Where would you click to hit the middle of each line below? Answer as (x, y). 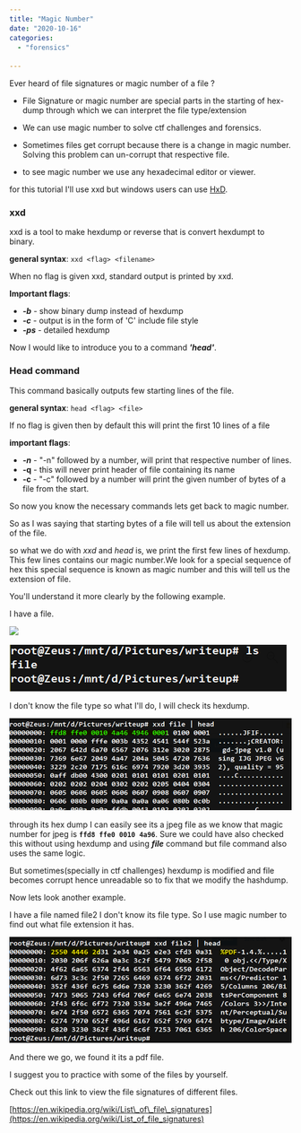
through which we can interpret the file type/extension (146, 110)
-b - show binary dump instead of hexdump (103, 311)
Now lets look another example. (68, 897)
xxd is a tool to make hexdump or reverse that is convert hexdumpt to (137, 232)
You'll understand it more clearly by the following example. (117, 596)
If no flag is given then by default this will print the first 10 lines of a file (140, 425)
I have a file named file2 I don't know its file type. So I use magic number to (148, 914)
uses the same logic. (47, 853)
